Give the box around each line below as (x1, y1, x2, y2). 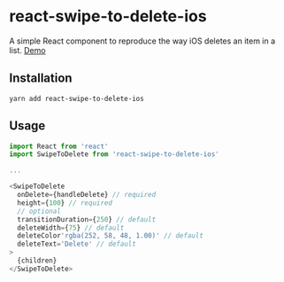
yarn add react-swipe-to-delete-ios (9, 94, 144, 103)
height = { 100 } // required (17, 198, 113, 208)
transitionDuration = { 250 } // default (17, 215, 157, 223)
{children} (17, 256, 58, 265)
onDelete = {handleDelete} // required (17, 191, 157, 200)
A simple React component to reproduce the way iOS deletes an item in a (9, 35, 276, 46)
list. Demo (9, 44, 46, 55)
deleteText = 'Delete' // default (17, 239, 137, 249)
